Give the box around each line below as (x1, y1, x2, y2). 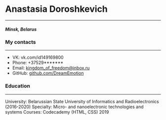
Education (5, 82, 31, 89)
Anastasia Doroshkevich (5, 3, 108, 15)
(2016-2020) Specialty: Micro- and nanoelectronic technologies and (5, 104, 144, 110)
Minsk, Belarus (5, 26, 37, 32)
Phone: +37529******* (12, 60, 64, 66)
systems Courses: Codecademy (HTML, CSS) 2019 (5, 109, 109, 115)
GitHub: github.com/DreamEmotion (12, 70, 84, 76)
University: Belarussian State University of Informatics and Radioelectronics (5, 98, 159, 104)
